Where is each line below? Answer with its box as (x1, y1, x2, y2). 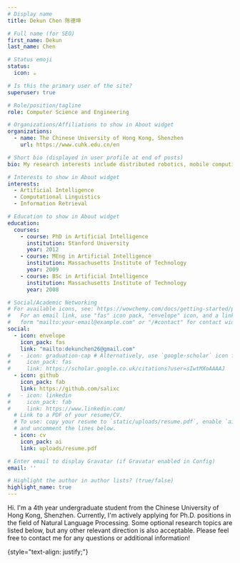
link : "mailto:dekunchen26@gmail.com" (20, 345, 136, 352)
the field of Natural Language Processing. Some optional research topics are (7, 519, 233, 527)
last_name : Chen (7, 44, 56, 51)
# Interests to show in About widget (7, 173, 120, 181)
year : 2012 (26, 246, 59, 253)
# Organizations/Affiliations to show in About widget (7, 121, 174, 128)
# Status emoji (7, 56, 53, 64)
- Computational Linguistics (14, 193, 101, 201)
